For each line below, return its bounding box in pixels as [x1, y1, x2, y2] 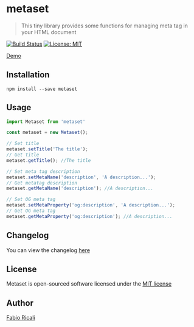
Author [6, 298, 33, 308]
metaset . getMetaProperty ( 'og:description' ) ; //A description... [6, 213, 173, 219]
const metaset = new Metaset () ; [6, 130, 88, 136]
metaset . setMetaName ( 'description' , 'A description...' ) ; [6, 174, 156, 180]
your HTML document [21, 28, 77, 35]
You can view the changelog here [6, 246, 90, 254]
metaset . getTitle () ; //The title [6, 157, 91, 163]
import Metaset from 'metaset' [6, 118, 86, 125]
